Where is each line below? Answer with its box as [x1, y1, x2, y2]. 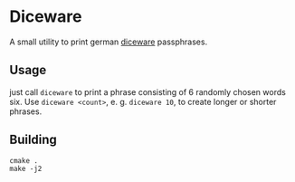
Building [9, 132, 57, 148]
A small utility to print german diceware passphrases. [9, 36, 208, 47]
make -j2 [9, 164, 43, 173]
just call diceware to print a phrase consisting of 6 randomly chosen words [9, 86, 287, 97]
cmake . [9, 156, 39, 165]
